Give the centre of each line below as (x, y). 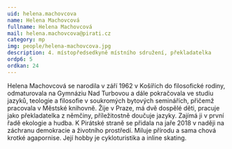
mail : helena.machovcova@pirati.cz (59, 33)
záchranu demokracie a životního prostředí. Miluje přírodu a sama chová (112, 130)
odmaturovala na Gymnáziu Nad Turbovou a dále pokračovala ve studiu (110, 93)
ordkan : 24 (23, 66)
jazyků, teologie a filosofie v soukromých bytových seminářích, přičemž (111, 100)
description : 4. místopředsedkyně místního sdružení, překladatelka (109, 53)
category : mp (26, 40)
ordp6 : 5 (20, 59)
